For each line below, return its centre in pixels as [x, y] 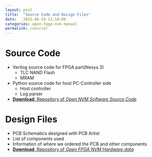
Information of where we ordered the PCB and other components [80, 144]
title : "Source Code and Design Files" [48, 15]
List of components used [38, 139]
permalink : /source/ [27, 29]
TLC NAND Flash [37, 73]
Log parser [31, 94]
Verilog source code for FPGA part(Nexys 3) [58, 67]
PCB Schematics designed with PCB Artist [56, 133]
